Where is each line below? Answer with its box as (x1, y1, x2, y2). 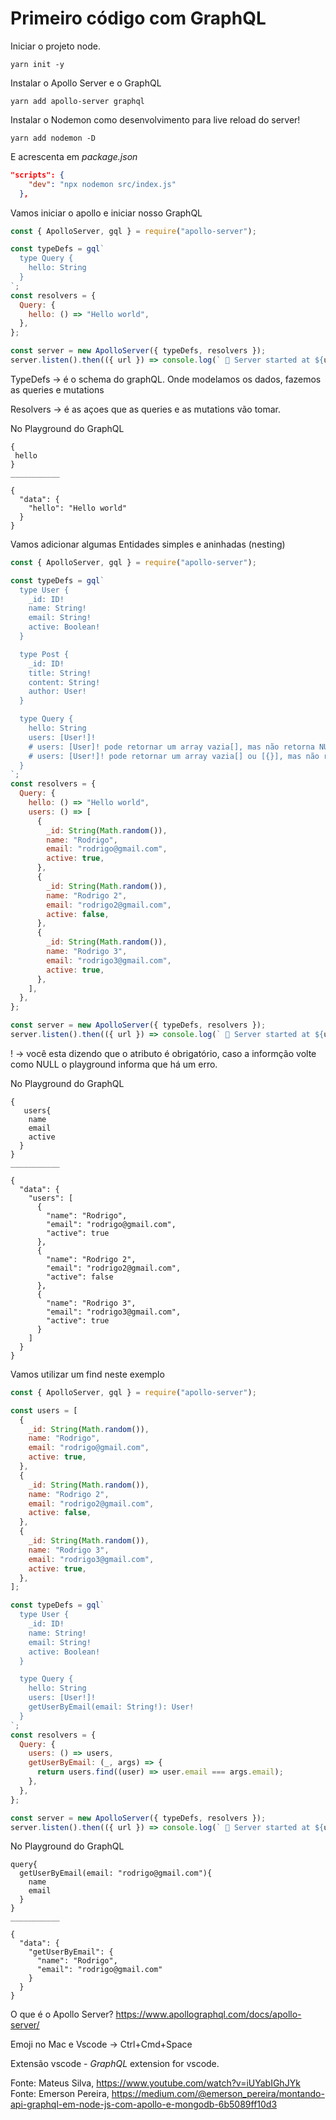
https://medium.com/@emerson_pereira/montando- (111, 2088, 325, 2100)
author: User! (28, 687, 87, 697)
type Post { (19, 649, 70, 659)
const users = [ (10, 1405, 78, 1416)
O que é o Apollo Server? (10, 2008, 114, 2021)
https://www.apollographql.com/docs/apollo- (115, 2008, 302, 2021)
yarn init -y (10, 59, 65, 69)
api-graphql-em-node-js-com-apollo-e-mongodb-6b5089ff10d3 (10, 2098, 278, 2111)
